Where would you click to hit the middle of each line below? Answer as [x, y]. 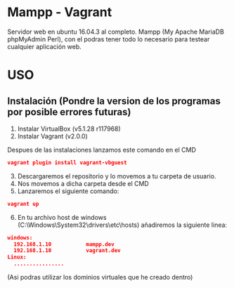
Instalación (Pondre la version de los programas [114, 101]
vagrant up [23, 204]
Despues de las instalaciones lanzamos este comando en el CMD [102, 150]
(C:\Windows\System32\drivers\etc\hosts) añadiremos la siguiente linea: [122, 225]
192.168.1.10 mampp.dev [64, 244]
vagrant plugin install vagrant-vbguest [67, 162]
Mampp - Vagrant [60, 12]
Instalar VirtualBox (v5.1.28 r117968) [69, 129]
